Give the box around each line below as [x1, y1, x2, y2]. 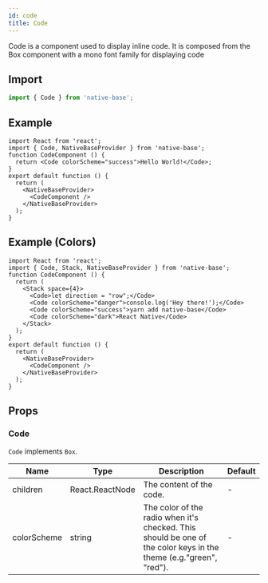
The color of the [143, 502, 203, 513]
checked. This [143, 522, 196, 533]
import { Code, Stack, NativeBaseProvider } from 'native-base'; [8, 264, 230, 272]
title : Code [8, 19, 48, 27]
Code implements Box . [8, 446, 78, 456]
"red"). [143, 561, 169, 573]
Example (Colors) [8, 236, 97, 249]
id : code [8, 11, 37, 20]
